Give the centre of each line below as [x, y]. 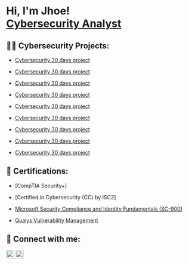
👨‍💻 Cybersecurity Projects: [58, 46]
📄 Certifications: [37, 171]
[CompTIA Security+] [41, 186]
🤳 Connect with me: [43, 239]
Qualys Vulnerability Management [56, 220]
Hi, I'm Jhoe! [38, 11]
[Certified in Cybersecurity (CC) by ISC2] [65, 197]
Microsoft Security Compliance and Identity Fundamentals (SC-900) [99, 209]
